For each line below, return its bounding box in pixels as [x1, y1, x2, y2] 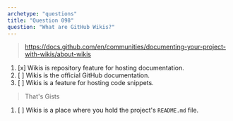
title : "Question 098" [7, 17, 74, 24]
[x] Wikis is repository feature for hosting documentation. [17, 64, 185, 72]
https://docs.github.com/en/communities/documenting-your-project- [24, 43, 226, 51]
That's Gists [24, 92, 60, 101]
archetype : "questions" [7, 10, 78, 18]
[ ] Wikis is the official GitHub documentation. [17, 71, 150, 79]
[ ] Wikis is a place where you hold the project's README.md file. [17, 106, 199, 115]
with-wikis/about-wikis [24, 50, 92, 58]
